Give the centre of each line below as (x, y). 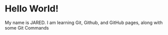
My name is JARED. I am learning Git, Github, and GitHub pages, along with (84, 22)
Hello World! (32, 9)
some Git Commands (27, 27)
